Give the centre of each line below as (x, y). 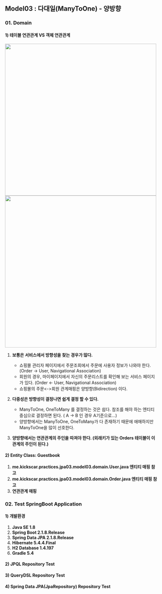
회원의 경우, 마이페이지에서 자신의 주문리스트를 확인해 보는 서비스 (81, 376)
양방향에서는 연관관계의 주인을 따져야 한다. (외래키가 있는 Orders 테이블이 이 (84, 438)
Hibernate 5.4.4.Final (34, 542)
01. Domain (18, 23)
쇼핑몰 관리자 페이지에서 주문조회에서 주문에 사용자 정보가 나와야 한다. (85, 365)
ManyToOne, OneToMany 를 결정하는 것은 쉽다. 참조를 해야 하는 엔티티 (87, 409)
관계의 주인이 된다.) (30, 444)
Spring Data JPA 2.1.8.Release (43, 537)
